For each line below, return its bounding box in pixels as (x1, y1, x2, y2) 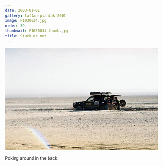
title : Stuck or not (5, 34, 47, 38)
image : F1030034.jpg (5, 18, 47, 23)
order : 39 (5, 23, 25, 28)
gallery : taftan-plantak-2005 (5, 13, 66, 18)
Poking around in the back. (5, 155, 59, 161)
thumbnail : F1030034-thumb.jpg (5, 28, 68, 34)
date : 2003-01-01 (5, 8, 40, 13)
